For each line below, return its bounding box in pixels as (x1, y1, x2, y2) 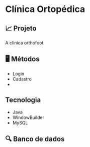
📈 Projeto (5, 24, 37, 32)
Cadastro (12, 76, 32, 82)
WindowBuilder (12, 114, 44, 120)
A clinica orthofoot (5, 40, 44, 45)
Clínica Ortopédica (5, 3, 85, 15)
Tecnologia (5, 96, 41, 104)
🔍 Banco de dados (5, 135, 65, 143)
